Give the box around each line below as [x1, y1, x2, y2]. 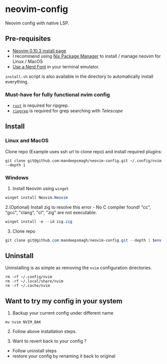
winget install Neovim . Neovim [5, 195, 68, 200]
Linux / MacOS [12, 58, 43, 64]
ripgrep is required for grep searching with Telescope [12, 108, 123, 114]
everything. [5, 78, 29, 84]
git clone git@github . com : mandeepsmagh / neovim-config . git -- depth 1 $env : [5, 238, 164, 243]
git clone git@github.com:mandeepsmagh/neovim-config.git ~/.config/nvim [5, 158, 162, 163]
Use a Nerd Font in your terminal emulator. [12, 63, 100, 69]
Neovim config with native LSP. [5, 20, 69, 26]
